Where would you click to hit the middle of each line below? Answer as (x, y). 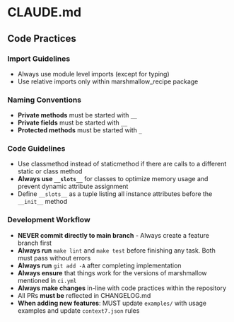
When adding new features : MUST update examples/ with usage (112, 303)
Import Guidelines (39, 59)
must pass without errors (54, 258)
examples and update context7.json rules (78, 310)
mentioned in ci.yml (47, 280)
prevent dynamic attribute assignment (73, 186)
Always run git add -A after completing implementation (99, 265)
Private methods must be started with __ (77, 115)
